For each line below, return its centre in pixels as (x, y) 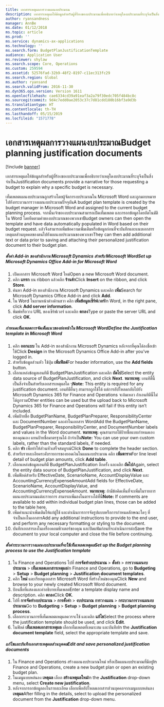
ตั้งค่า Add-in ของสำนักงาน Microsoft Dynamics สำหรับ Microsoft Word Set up (78, 256)
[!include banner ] (23, 167)
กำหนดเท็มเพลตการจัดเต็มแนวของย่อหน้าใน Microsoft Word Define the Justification (81, 328)
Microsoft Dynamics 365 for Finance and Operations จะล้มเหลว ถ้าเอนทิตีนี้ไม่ (85, 394)
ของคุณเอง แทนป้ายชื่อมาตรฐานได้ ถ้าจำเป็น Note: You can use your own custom (83, 437)
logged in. (23, 357)
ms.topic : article (24, 32)
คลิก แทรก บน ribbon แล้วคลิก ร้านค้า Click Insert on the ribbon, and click (80, 279)
